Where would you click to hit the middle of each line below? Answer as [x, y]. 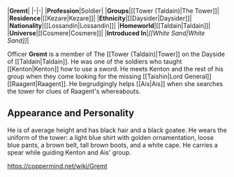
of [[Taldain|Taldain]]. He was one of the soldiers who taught [95, 62]
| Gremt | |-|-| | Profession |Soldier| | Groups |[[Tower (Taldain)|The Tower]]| [114, 11]
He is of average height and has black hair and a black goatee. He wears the [117, 130]
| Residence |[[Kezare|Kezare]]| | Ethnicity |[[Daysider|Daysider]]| [100, 18]
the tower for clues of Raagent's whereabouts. [74, 91]
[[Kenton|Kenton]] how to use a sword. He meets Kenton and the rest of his [116, 69]
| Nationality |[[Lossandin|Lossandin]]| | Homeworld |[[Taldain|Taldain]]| [109, 26]
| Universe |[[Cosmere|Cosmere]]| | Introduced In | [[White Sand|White [106, 33]
